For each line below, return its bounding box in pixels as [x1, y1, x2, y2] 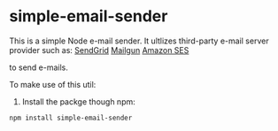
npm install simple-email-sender [9, 113, 133, 122]
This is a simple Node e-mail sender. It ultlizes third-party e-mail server [9, 35, 269, 46]
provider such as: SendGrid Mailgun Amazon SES [9, 44, 189, 55]
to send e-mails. [9, 62, 69, 73]
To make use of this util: [9, 79, 97, 89]
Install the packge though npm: [21, 96, 135, 107]
